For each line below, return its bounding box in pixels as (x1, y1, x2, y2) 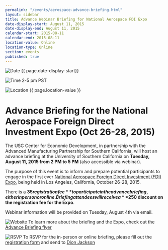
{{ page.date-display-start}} (21, 68, 79, 74)
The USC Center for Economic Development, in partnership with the (5, 143, 146, 149)
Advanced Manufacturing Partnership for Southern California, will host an (5, 148, 157, 154)
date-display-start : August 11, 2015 (5, 21, 85, 27)
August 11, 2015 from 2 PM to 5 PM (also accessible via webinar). (5, 159, 142, 165)
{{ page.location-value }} (29, 87, 81, 93)
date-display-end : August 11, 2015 (5, 26, 80, 31)
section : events (5, 49, 39, 54)
